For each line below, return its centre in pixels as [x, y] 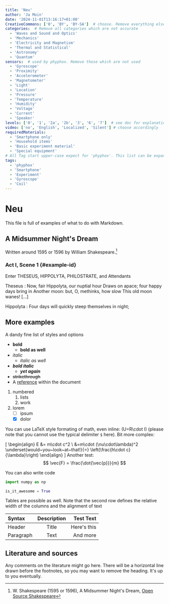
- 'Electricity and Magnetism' [43, 43]
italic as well [33, 360]
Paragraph [20, 535]
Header [17, 527]
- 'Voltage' [22, 109]
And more [85, 535]
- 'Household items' [31, 142]
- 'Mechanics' [24, 38]
